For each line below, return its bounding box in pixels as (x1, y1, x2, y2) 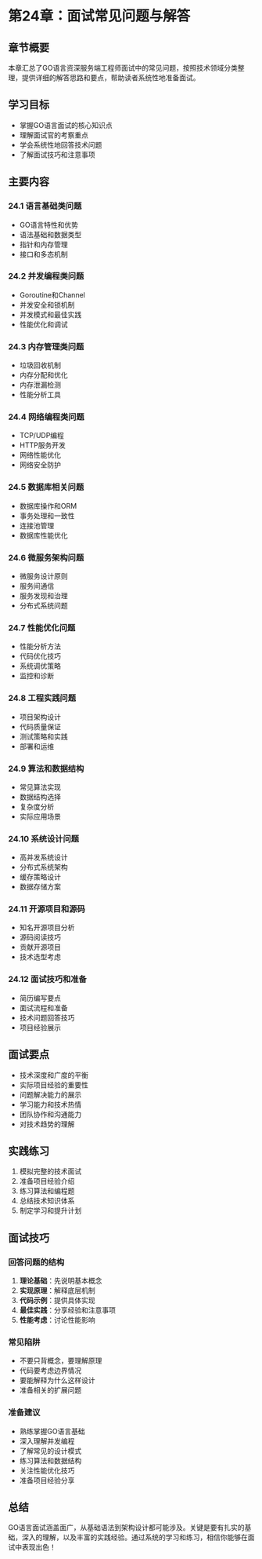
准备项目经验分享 (19, 1475, 75, 1484)
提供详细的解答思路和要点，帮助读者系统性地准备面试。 (21, 73, 200, 82)
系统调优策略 (19, 661, 61, 671)
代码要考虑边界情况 (19, 1366, 82, 1375)
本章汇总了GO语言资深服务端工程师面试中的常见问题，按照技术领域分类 (8, 64, 239, 72)
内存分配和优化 (19, 371, 68, 380)
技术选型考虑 (19, 952, 61, 962)
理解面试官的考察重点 (19, 130, 88, 140)
